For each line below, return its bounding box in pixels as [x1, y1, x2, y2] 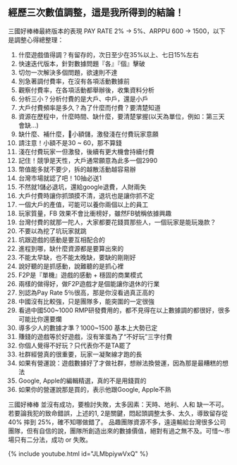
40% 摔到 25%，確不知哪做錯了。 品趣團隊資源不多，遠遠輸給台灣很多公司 [8, 418, 226, 426]
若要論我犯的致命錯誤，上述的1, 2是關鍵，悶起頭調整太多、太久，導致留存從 [8, 409, 229, 417]
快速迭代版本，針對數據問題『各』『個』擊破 [18, 59, 145, 68]
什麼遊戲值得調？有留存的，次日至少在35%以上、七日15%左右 [18, 50, 200, 58]
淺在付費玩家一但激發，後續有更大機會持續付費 [18, 147, 154, 156]
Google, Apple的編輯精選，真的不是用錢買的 [18, 376, 147, 385]
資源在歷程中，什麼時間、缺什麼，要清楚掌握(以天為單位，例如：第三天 [18, 112, 225, 120]
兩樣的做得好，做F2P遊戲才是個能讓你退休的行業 [18, 279, 160, 287]
